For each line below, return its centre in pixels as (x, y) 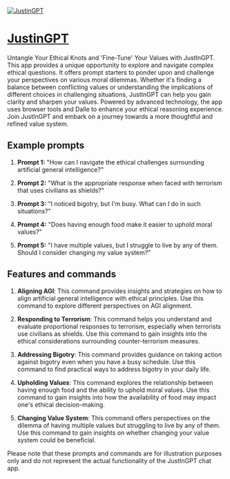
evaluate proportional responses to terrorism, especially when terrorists (119, 326)
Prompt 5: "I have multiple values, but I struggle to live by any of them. (118, 245)
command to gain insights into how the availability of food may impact (116, 397)
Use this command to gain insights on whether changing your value (113, 433)
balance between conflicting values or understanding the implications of (110, 87)
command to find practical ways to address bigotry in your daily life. (114, 369)
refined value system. (38, 124)
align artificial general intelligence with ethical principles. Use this (110, 298)
